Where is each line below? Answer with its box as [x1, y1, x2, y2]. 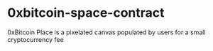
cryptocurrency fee [7, 35, 64, 43]
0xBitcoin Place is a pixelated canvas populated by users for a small [7, 28, 206, 36]
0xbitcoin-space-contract [7, 5, 165, 21]
